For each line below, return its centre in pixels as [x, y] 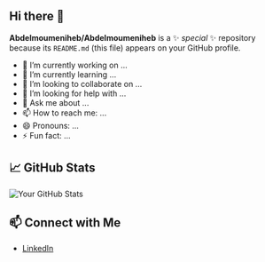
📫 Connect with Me [65, 223]
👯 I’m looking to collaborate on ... [82, 83]
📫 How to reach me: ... [64, 113]
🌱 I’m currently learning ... [69, 74]
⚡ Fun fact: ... [46, 135]
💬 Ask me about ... [55, 102]
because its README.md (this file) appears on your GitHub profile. [125, 48]
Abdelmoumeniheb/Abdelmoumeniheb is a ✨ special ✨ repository [132, 37]
